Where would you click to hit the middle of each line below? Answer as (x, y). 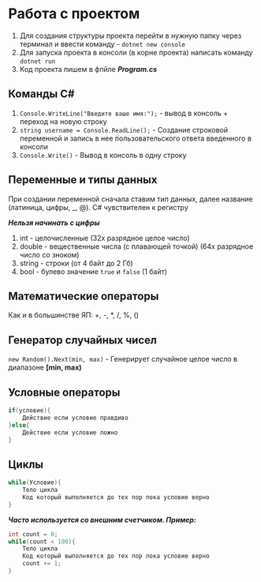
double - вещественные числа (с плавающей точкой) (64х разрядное (136, 246)
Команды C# (41, 94)
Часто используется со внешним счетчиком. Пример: (103, 520)
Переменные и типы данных (83, 180)
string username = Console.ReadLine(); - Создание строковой (124, 130)
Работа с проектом (74, 14)
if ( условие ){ (30, 411)
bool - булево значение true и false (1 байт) (93, 271)
